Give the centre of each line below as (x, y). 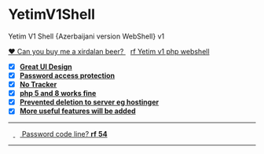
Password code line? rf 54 (64, 134)
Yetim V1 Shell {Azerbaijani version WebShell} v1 (86, 36)
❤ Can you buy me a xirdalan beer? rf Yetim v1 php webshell (109, 51)
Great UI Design (46, 66)
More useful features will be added (77, 111)
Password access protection (67, 75)
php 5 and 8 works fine (58, 93)
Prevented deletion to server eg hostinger (89, 102)
